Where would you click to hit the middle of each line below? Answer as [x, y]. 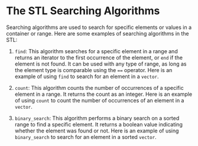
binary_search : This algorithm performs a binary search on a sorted [97, 118]
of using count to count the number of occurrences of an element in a [99, 100]
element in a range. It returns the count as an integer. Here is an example [103, 94]
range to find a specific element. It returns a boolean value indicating [99, 124]
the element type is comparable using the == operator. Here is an [93, 70]
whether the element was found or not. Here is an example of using [97, 131]
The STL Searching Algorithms [83, 11]
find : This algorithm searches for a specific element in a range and [96, 51]
